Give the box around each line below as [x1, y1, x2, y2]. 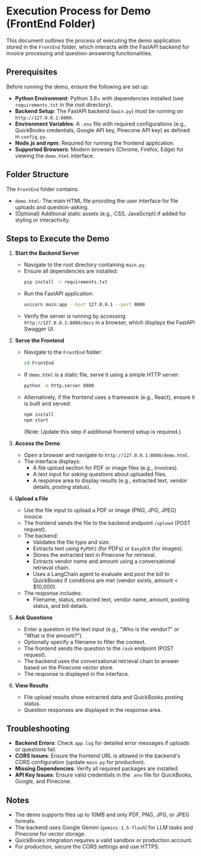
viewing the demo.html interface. [14, 152, 95, 159]
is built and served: [23, 399, 71, 407]
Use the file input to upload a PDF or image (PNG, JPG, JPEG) [23, 506, 177, 514]
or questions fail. [14, 746, 57, 753]
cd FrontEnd [23, 360, 54, 366]
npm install [23, 411, 54, 417]
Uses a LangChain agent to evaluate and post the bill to [32, 570, 170, 577]
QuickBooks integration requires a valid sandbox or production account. [14, 837, 193, 844]
